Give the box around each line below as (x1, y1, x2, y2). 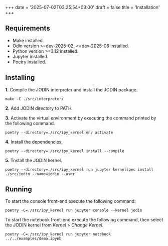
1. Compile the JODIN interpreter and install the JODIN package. (5, 86, 138, 92)
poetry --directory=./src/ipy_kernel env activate (5, 130, 113, 135)
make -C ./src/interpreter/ (5, 96, 64, 101)
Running (5, 185, 33, 194)
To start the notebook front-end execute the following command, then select (5, 217, 163, 223)
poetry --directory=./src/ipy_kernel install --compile (5, 148, 124, 154)
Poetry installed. (12, 59, 47, 65)
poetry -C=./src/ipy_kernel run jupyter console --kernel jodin (5, 208, 142, 213)
